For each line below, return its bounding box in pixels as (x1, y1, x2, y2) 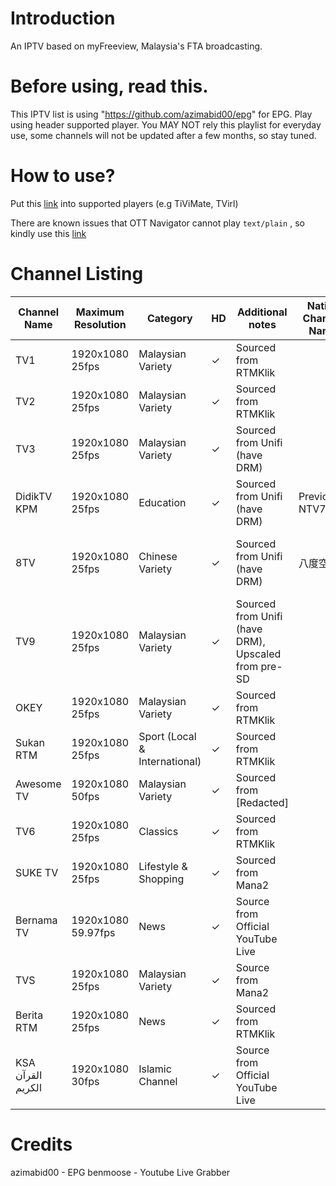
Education (138, 495, 187, 509)
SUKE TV (15, 865, 59, 879)
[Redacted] (235, 795, 289, 809)
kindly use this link (10, 227, 87, 239)
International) (138, 754, 202, 768)
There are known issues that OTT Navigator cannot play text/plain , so (10, 217, 305, 229)
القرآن (15, 1068, 43, 1082)
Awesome (15, 777, 62, 791)
